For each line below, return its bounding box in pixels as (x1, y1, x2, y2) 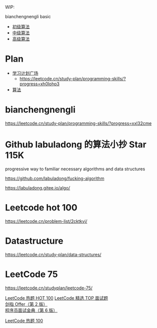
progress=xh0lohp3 (19, 81, 60, 87)
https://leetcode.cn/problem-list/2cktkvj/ (5, 218, 87, 224)
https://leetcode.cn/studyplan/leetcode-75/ (5, 285, 93, 291)
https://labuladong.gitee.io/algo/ (5, 185, 70, 190)
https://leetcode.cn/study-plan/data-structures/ (5, 252, 102, 258)
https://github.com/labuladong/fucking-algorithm (5, 175, 105, 181)
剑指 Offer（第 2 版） (5, 301, 48, 307)
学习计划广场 (12, 70, 38, 76)
